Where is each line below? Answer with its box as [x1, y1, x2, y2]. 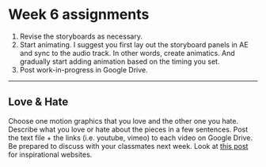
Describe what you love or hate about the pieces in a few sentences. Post [8, 124, 249, 134]
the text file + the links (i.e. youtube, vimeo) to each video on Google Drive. [8, 132, 253, 143]
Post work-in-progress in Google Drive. [19, 65, 148, 74]
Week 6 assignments [8, 6, 150, 24]
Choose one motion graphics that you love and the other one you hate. [8, 116, 239, 125]
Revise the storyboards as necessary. [19, 32, 142, 41]
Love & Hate [8, 95, 69, 109]
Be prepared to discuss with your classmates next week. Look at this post [8, 141, 249, 150]
